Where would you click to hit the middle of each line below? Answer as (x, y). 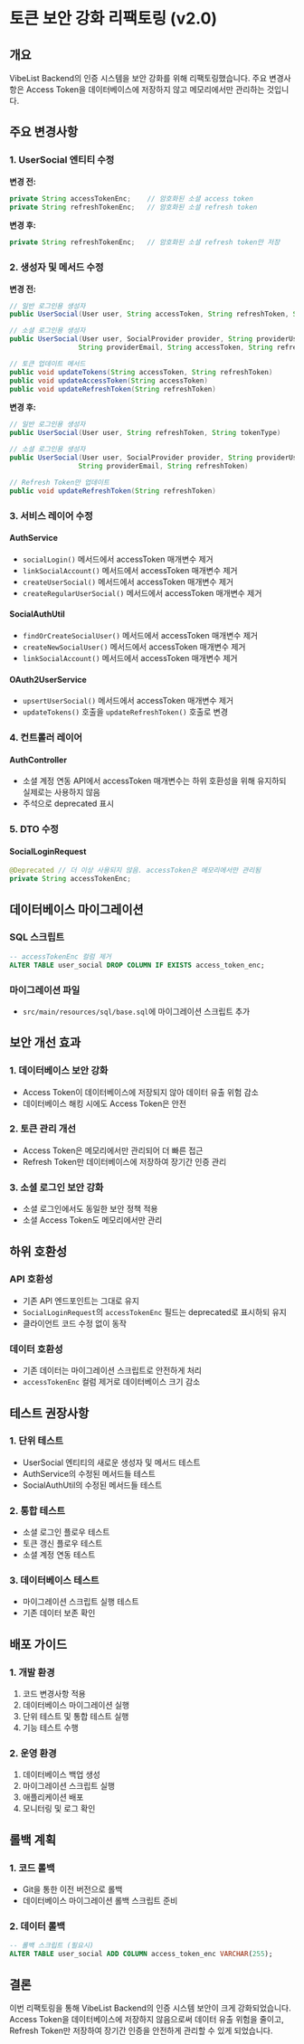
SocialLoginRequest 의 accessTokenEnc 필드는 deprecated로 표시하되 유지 (154, 1311)
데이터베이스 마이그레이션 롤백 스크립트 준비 (100, 1901)
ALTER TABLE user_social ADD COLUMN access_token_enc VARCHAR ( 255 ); (141, 1954)
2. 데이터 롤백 (38, 1926)
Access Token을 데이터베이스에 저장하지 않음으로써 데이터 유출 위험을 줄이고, (147, 2019)
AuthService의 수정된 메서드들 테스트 (89, 1473)
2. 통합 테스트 (38, 1510)
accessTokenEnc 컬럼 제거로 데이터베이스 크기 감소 (111, 1382)
